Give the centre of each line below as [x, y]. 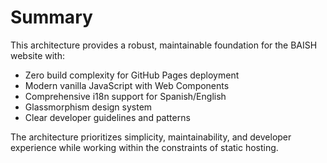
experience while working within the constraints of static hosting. [144, 147]
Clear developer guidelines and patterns [107, 117]
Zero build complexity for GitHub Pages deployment [132, 75]
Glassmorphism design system [88, 107]
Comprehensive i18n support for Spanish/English [125, 96]
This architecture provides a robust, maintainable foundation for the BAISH [164, 45]
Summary [51, 17]
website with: [38, 55]
